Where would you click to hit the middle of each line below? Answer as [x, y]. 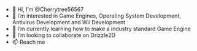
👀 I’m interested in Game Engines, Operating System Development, [96, 16]
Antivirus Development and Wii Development [69, 22]
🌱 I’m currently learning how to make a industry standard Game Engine [102, 29]
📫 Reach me [29, 42]
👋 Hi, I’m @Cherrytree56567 [48, 9]
